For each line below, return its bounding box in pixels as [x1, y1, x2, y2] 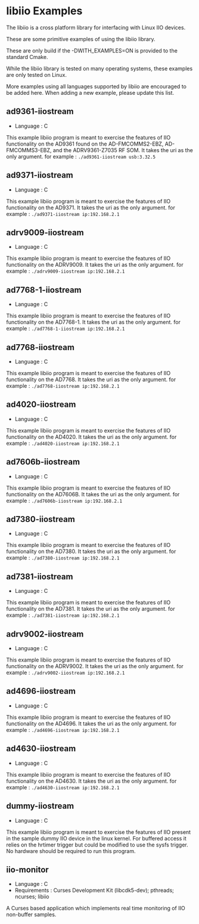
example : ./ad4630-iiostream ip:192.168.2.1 [6, 783, 120, 791]
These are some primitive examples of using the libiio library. [6, 35, 156, 42]
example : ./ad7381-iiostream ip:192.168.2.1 [6, 611, 120, 619]
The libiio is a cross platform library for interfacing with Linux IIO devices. [6, 24, 186, 31]
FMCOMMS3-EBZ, [6, 146, 52, 153]
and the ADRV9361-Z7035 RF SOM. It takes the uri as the [52, 146, 194, 153]
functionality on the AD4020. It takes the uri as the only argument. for [6, 433, 177, 440]
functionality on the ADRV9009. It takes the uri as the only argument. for [6, 261, 184, 268]
